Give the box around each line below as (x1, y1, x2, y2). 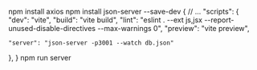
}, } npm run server (8, 53, 71, 62)
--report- (204, 15, 235, 25)
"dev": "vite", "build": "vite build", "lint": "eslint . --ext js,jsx (8, 15, 203, 25)
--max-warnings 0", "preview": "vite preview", (97, 24, 250, 33)
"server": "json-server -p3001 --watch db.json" (8, 39, 174, 47)
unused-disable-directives (8, 24, 96, 33)
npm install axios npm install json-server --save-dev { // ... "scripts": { (8, 7, 239, 16)
